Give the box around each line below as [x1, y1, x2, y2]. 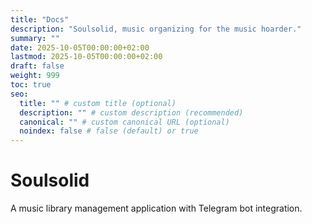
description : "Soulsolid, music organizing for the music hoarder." [10, 24, 302, 34]
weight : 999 [10, 71, 60, 81]
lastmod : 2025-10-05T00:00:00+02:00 [10, 52, 163, 62]
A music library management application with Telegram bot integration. [10, 202, 303, 215]
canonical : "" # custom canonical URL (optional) [19, 117, 230, 127]
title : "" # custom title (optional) [19, 98, 177, 108]
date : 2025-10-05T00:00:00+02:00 [10, 42, 150, 53]
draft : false [10, 61, 65, 71]
